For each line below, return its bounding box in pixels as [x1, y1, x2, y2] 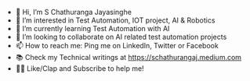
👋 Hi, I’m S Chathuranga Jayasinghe [15, 8, 132, 16]
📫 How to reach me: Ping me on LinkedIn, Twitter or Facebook [15, 41, 219, 50]
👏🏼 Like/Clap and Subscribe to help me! [15, 64, 144, 73]
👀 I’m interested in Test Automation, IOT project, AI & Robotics [15, 16, 216, 25]
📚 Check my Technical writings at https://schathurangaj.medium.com [15, 53, 241, 62]
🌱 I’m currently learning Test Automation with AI [15, 24, 170, 33]
